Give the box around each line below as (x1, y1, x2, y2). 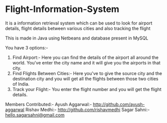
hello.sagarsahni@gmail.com (5, 111, 65, 118)
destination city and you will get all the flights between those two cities (12, 75, 158, 81)
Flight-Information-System (5, 3, 119, 15)
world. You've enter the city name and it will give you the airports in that (12, 59, 161, 65)
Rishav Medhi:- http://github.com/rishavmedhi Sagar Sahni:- (25, 106, 150, 112)
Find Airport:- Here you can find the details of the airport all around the (12, 54, 159, 60)
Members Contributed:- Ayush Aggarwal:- (5, 101, 92, 107)
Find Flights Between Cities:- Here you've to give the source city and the (12, 70, 162, 76)
